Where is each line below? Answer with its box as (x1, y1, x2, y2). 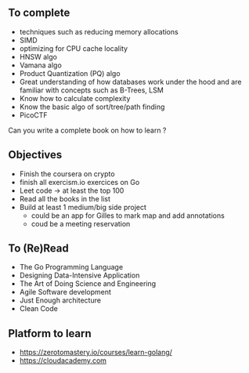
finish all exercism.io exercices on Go (19, 177, 140, 186)
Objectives (8, 148, 63, 161)
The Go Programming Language (19, 263, 124, 272)
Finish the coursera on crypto (19, 168, 115, 179)
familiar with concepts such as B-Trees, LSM (19, 85, 164, 95)
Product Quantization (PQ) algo (19, 68, 121, 78)
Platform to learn (8, 327, 92, 340)
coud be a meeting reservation (31, 219, 131, 228)
